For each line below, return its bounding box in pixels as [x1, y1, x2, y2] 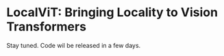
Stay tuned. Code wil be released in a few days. [6, 41, 141, 49]
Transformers [6, 19, 87, 34]
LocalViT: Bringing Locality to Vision [6, 5, 219, 20]
